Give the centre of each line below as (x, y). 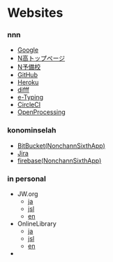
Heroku (28, 83)
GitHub (28, 75)
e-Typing (30, 97)
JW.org (28, 194)
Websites (35, 13)
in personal (27, 179)
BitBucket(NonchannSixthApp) (61, 146)
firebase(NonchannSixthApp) (59, 160)
